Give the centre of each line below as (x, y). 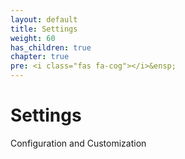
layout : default (44, 19)
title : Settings (44, 29)
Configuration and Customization (78, 143)
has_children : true (51, 47)
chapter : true (40, 57)
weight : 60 (33, 38)
